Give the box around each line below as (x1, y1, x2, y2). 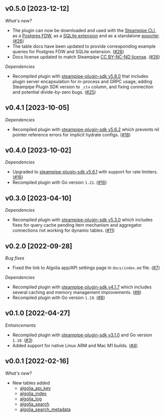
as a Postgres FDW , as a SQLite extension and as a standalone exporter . (12, 32, 160, 38)
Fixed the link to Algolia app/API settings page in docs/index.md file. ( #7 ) (12, 265, 160, 271)
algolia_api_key (19, 385, 51, 391)
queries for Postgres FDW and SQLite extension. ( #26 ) (12, 48, 124, 54)
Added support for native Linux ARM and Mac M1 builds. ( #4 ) (12, 342, 138, 348)
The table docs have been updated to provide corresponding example (12, 43, 156, 49)
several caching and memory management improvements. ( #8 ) (12, 289, 142, 295)
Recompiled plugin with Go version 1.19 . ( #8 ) (12, 294, 105, 301)
